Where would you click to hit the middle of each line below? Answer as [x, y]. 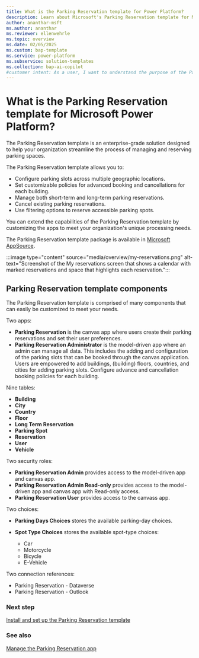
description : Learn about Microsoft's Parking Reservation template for [98, 17]
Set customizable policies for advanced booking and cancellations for [100, 185]
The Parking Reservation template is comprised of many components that [96, 303]
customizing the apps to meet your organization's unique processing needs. [99, 228]
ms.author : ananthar [32, 28]
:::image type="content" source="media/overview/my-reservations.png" [95, 257]
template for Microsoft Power [80, 114]
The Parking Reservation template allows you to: [65, 167]
